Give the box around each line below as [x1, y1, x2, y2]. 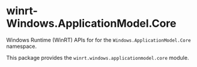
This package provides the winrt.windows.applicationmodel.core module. [6, 54, 189, 61]
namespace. [6, 43, 37, 50]
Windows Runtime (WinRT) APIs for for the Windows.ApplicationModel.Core [6, 36, 191, 43]
